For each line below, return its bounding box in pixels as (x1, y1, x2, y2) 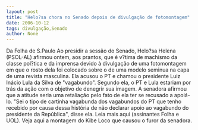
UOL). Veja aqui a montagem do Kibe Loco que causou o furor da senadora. (6, 117, 192, 124)
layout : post (6, 8, 39, 15)
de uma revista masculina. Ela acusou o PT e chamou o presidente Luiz (6, 73, 181, 80)
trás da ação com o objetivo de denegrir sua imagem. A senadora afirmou (6, 85, 187, 92)
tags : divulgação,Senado (6, 25, 68, 32)
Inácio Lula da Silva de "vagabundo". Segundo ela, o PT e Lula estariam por (6, 79, 191, 86)
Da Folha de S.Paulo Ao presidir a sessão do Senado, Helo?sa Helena (6, 47, 177, 54)
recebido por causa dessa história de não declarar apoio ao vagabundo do (6, 104, 189, 112)
